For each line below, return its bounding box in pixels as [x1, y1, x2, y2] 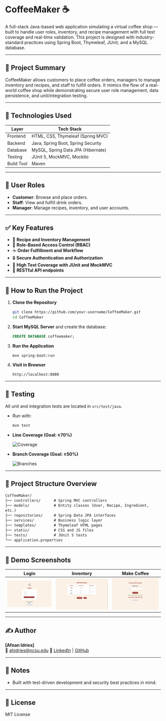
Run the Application [12, 343, 54, 349]
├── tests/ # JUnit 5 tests [5, 533, 87, 538]
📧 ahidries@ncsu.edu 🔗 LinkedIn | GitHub [5, 647, 89, 653]
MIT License [5, 712, 31, 718]
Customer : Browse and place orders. [12, 194, 88, 200]
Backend [7, 140, 26, 146]
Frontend [7, 133, 26, 139]
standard [5, 39, 24, 45]
